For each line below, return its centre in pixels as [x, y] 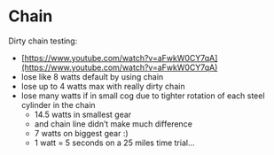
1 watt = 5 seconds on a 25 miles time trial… [114, 143]
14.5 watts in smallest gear [83, 114]
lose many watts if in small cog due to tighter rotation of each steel [143, 96]
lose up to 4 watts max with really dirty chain [103, 86]
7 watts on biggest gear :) [82, 133]
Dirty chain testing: [43, 41]
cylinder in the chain [58, 105]
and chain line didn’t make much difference [113, 124]
